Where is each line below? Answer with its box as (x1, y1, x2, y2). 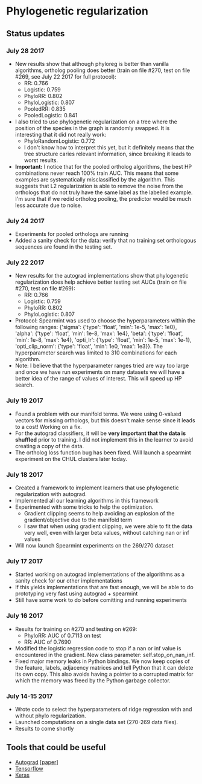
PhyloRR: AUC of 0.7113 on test (24, 632, 101, 639)
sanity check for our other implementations (14, 577, 122, 584)
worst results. (24, 156, 58, 164)
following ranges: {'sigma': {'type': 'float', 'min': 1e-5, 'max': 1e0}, (14, 324, 177, 331)
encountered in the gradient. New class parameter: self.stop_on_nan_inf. (14, 651, 195, 658)
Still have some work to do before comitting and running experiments (14, 596, 187, 604)
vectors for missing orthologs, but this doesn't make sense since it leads (14, 416, 195, 424)
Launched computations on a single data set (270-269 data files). (14, 718, 178, 725)
